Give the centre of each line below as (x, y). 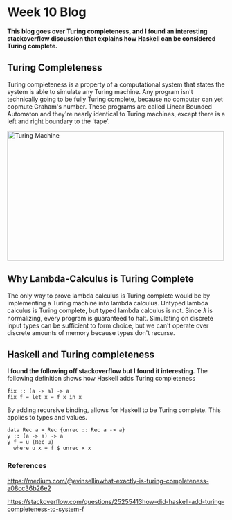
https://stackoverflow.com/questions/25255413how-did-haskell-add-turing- (116, 501)
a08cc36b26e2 (29, 488)
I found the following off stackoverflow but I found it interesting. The (107, 371)
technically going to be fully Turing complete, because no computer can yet (115, 99)
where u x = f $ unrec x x (52, 448)
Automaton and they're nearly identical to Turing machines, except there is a (116, 114)
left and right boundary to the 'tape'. (59, 121)
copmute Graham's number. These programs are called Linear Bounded (110, 106)
